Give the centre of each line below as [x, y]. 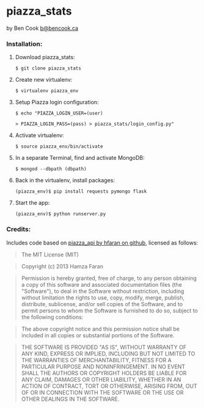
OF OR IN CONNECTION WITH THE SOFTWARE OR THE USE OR [102, 392]
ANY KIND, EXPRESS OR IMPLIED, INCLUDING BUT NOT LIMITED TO [108, 353]
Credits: [19, 229]
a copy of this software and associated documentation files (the [101, 284]
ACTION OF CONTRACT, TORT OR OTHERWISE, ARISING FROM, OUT [109, 386]
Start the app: [32, 203]
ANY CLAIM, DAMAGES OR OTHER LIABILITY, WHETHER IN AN [101, 379]
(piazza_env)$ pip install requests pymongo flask [81, 191]
